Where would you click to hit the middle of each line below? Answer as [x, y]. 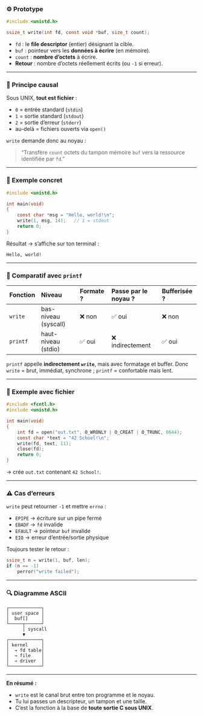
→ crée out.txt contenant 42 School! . [54, 472]
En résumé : [21, 683]
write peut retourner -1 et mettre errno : [56, 506]
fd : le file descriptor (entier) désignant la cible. [74, 44]
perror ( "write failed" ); [48, 572]
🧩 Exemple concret [34, 181]
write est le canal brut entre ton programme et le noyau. [85, 695]
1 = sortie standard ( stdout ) [49, 116]
